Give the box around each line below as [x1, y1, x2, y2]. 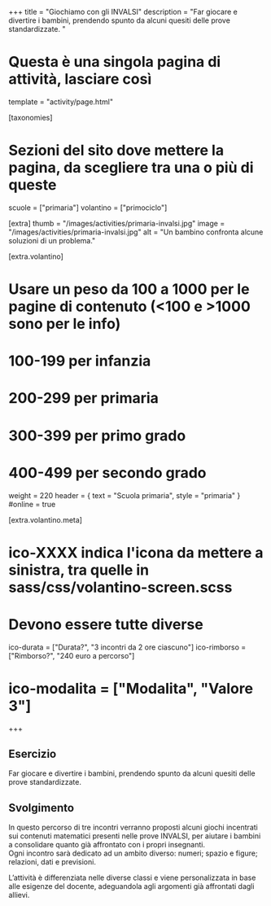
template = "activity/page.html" [8, 97, 114, 107]
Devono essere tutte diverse [8, 615, 203, 633]
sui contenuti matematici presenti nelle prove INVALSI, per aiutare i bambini [8, 831, 261, 841]
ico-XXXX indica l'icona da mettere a [8, 543, 264, 562]
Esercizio [8, 747, 57, 761]
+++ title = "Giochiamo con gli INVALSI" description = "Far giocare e [8, 7, 238, 16]
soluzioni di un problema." [8, 235, 96, 245]
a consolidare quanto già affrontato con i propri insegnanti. [8, 840, 206, 850]
